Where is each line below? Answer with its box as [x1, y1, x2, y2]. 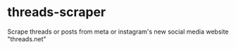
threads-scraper [7, 4, 106, 20]
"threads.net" [7, 34, 47, 43]
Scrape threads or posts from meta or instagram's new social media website [7, 27, 229, 36]
